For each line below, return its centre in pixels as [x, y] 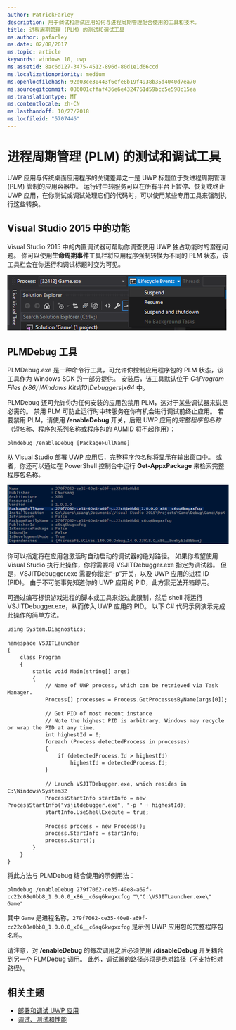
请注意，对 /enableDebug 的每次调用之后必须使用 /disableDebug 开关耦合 [115, 950]
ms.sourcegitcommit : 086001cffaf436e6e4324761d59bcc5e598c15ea [102, 89]
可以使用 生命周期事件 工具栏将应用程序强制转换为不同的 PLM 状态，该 [128, 255]
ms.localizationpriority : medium [56, 74]
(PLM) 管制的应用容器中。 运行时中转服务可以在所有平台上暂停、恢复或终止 [116, 186]
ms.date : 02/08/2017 [38, 45]
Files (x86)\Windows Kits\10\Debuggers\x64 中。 [78, 388]
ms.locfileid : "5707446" [44, 119]
